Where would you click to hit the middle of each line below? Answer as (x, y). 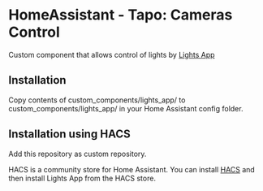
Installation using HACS (70, 135)
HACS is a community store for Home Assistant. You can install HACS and (132, 169)
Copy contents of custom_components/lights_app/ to (97, 100)
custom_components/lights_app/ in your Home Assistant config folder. (126, 108)
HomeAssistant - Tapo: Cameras (121, 15)
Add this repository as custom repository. (78, 154)
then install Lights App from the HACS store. (82, 178)
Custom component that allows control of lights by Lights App (112, 54)
